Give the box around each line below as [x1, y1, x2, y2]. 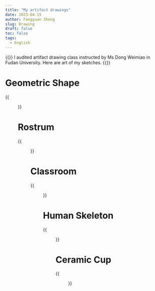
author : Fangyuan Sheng [5, 17, 55, 22]
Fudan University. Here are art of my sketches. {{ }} [5, 59, 111, 66]
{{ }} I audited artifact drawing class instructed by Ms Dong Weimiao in [5, 54, 150, 60]
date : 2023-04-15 [5, 12, 42, 17]
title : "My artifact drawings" [5, 7, 71, 13]
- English [10, 40, 30, 45]
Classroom [30, 165, 77, 177]
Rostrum [18, 121, 54, 133]
